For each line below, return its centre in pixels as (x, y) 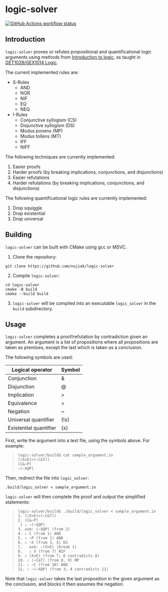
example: (15, 446)
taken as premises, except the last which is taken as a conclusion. (74, 348)
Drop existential (29, 213)
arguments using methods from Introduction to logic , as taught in (73, 57)
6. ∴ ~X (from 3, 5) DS (43, 543)
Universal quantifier (31, 420)
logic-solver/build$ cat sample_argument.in (65, 455)
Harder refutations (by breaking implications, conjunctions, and (78, 183)
